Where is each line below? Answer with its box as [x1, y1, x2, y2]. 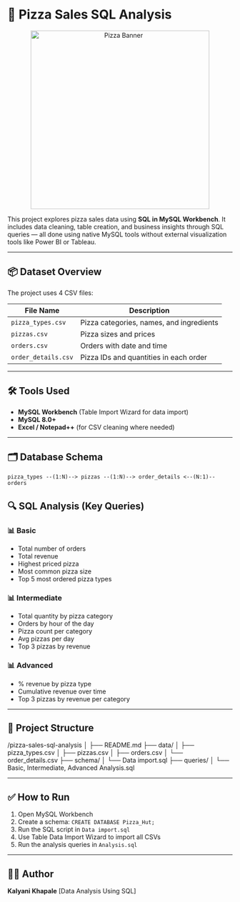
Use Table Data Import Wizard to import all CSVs [17, 833, 161, 841]
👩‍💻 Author [7, 868, 54, 880]
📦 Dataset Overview [7, 266, 102, 278]
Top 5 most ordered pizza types [17, 575, 112, 583]
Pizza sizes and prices [80, 329, 156, 339]
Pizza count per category [17, 627, 93, 636]
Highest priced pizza [17, 560, 79, 568]
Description [129, 305, 170, 315]
